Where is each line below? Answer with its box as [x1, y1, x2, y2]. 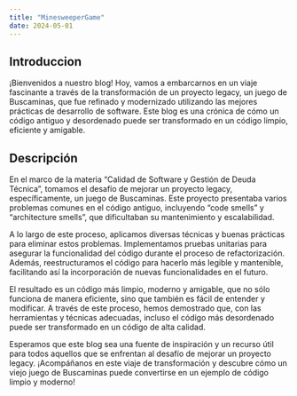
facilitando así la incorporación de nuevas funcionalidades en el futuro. [9, 267, 269, 278]
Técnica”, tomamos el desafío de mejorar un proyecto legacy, [9, 184, 233, 194]
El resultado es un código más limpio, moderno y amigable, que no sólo [9, 284, 270, 295]
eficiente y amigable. [9, 125, 86, 136]
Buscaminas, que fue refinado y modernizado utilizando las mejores [9, 97, 258, 107]
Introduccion [9, 54, 82, 69]
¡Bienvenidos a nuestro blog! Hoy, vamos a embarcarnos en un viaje [9, 77, 258, 89]
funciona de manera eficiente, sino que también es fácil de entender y [9, 294, 266, 305]
